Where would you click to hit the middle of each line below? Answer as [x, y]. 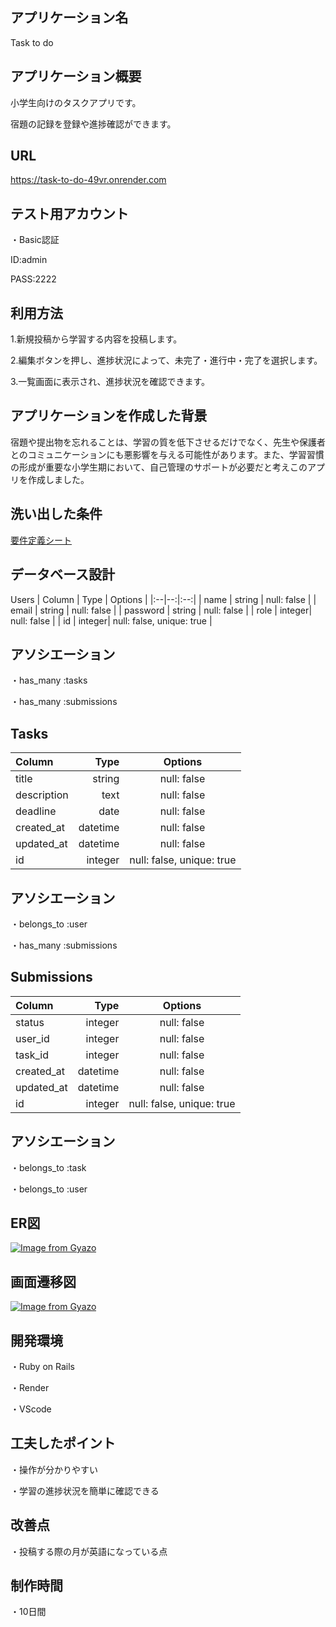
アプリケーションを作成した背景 [109, 416]
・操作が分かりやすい [54, 1469]
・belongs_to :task [48, 1167]
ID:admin [29, 260]
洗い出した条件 [56, 514]
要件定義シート [41, 540]
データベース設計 [62, 574]
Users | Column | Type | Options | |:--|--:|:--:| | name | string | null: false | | [163, 599]
